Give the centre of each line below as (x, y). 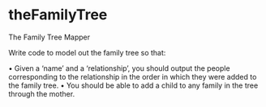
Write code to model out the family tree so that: (87, 52)
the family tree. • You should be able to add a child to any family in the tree (133, 85)
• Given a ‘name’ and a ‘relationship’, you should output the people (119, 68)
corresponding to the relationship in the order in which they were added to (133, 76)
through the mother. (42, 93)
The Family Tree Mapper (49, 37)
